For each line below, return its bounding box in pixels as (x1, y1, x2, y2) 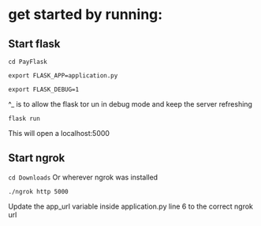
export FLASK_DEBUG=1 (8, 85, 80, 93)
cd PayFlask (8, 58, 47, 66)
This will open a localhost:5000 (8, 129, 110, 137)
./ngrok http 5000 (8, 187, 69, 195)
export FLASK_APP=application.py (8, 72, 118, 80)
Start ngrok (8, 152, 65, 165)
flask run (8, 115, 41, 122)
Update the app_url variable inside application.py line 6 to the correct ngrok (8, 202, 254, 211)
